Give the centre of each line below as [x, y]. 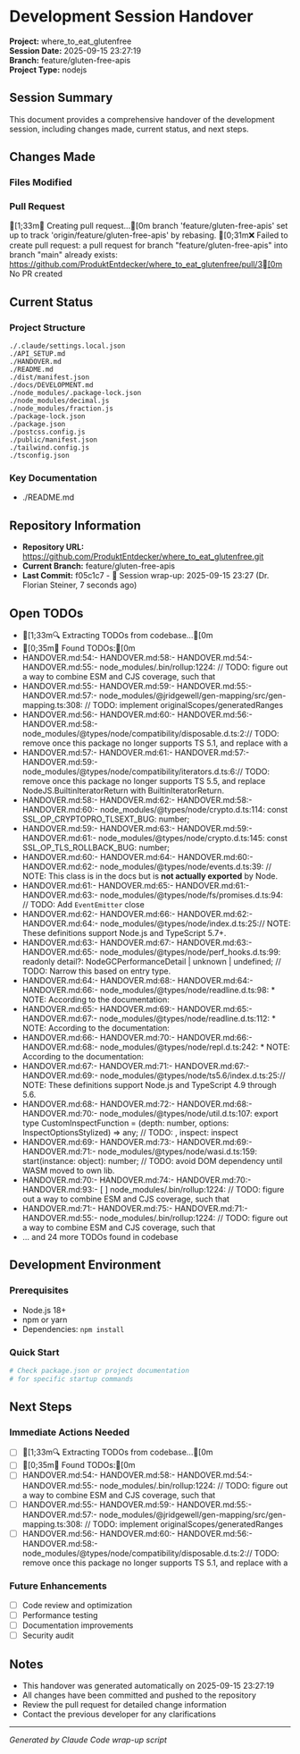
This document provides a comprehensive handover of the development [142, 119]
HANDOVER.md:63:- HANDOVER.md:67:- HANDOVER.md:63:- [137, 942]
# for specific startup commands [71, 1379]
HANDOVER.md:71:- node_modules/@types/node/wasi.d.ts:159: [139, 1151]
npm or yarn [45, 1320]
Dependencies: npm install [73, 1328]
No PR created [36, 274]
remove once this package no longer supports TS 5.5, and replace [144, 780]
